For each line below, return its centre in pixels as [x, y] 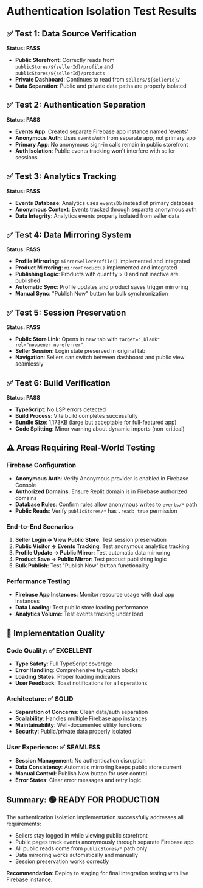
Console [26, 485]
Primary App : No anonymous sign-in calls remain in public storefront [101, 144]
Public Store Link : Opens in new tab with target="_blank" [88, 339]
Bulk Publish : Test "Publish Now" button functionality [82, 566]
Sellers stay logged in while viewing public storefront [81, 836]
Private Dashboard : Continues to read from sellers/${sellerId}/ [98, 79]
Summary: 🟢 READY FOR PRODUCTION [83, 800]
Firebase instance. [29, 879]
